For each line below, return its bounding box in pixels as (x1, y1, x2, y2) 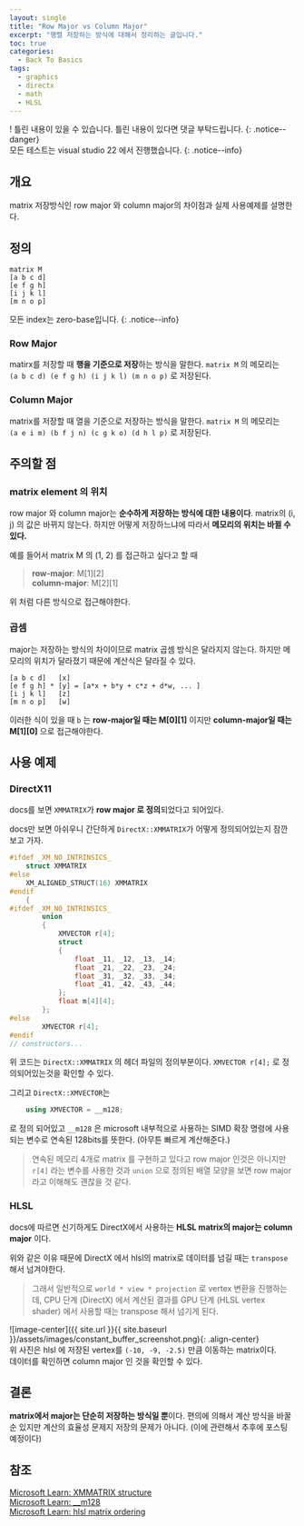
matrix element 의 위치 (9, 485, 108, 498)
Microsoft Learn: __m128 (9, 1497, 102, 1508)
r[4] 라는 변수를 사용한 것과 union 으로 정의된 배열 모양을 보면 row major (31, 1165, 292, 1176)
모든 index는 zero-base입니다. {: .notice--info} (9, 314, 180, 324)
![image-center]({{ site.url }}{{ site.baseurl (9, 1323, 168, 1334)
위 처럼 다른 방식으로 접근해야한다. (9, 596, 131, 607)
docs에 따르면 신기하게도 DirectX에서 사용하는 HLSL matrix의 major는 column (9, 1222, 293, 1232)
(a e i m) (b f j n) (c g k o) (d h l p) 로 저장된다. (9, 426, 211, 437)
